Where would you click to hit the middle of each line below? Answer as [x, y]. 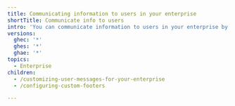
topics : [19, 60]
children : [22, 72]
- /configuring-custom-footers [59, 86]
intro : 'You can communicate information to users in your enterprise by [118, 27]
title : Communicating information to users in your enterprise [102, 14]
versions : [22, 33]
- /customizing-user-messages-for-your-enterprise [89, 79]
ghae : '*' [28, 53]
